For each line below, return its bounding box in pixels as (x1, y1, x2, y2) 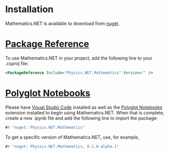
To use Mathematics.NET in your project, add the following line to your (5, 55, 153, 61)
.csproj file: (5, 60, 29, 67)
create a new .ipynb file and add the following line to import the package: (5, 115, 158, 121)
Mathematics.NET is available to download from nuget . (5, 20, 120, 26)
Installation (5, 4, 54, 15)
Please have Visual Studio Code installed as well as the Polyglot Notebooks (5, 104, 162, 110)
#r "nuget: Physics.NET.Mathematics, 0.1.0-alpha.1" (5, 144, 119, 149)
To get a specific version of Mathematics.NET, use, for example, (5, 134, 140, 140)
